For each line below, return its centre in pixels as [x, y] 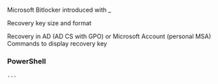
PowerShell [26, 61]
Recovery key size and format [49, 23]
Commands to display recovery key [57, 43]
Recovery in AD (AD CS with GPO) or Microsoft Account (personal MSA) [109, 36]
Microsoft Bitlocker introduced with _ [59, 10]
